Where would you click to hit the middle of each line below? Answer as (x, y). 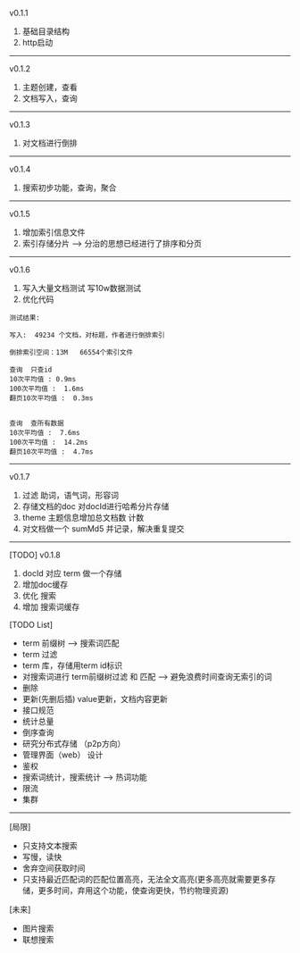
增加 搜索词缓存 (51, 607)
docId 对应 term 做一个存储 (72, 573)
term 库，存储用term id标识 (72, 665)
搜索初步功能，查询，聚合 (69, 188)
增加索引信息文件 (54, 232)
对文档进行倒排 (50, 143)
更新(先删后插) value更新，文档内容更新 (95, 699)
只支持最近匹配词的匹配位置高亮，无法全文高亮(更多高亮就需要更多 (145, 879)
